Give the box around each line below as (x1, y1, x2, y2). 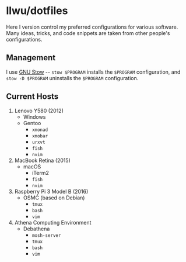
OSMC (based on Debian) (23, 194, 85, 201)
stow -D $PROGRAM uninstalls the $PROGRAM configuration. (6, 74, 139, 81)
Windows (23, 113, 46, 120)
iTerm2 (31, 169, 50, 176)
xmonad (31, 127, 48, 133)
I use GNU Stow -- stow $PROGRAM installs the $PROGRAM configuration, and (6, 68, 181, 75)
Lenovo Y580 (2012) (14, 107, 64, 114)
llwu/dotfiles (6, 4, 68, 18)
